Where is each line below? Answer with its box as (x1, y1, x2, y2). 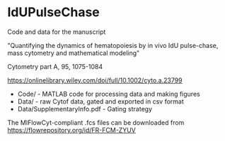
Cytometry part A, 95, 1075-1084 (7, 62, 103, 70)
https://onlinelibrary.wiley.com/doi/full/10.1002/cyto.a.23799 (7, 75, 183, 85)
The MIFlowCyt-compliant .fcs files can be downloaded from (7, 118, 185, 127)
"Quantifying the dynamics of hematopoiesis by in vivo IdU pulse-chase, (7, 41, 219, 49)
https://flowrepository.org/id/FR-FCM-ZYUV (7, 125, 137, 134)
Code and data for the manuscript (7, 27, 106, 36)
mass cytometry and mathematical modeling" (7, 49, 140, 57)
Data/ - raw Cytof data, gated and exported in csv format (17, 97, 184, 106)
